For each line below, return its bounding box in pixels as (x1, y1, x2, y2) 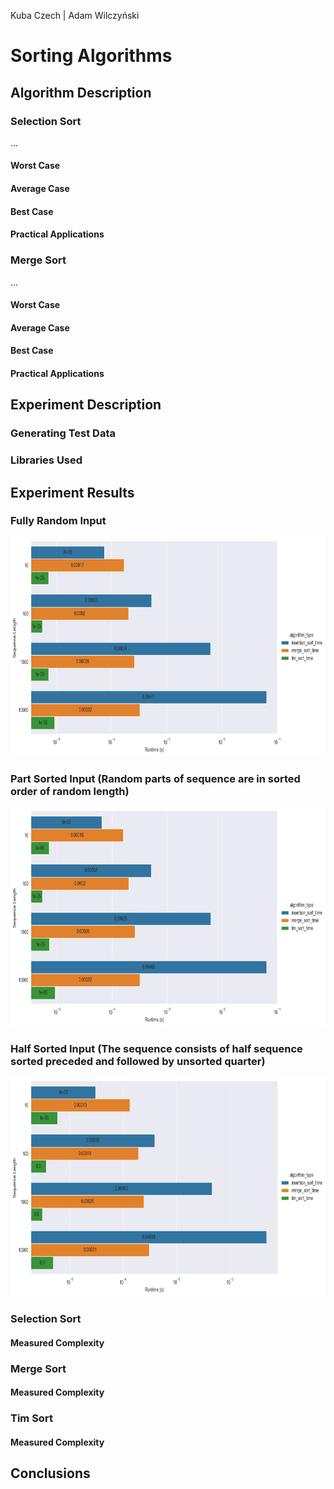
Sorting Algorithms (10, 45, 173, 67)
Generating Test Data (10, 426, 117, 440)
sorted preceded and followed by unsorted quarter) (10, 1055, 266, 1069)
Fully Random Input (10, 514, 107, 528)
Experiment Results (10, 484, 135, 501)
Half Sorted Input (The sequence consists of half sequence (10, 1042, 303, 1056)
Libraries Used (10, 453, 83, 467)
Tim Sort (10, 1411, 53, 1425)
